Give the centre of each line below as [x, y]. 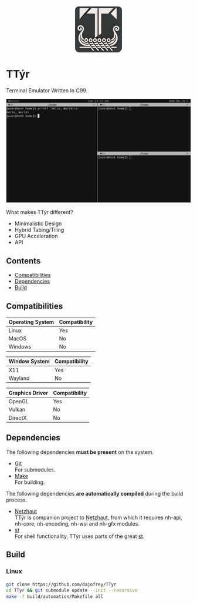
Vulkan [17, 410]
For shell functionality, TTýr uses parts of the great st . [79, 536]
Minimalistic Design [38, 223]
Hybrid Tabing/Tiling [39, 230]
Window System [29, 362]
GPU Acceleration [36, 236]
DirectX [18, 417]
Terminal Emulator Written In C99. [47, 90]
